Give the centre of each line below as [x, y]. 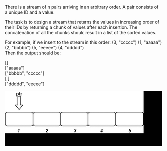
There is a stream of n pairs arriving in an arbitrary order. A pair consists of [82, 7]
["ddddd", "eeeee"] [25, 84]
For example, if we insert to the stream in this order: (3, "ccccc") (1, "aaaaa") [83, 42]
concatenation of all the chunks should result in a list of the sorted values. [81, 33]
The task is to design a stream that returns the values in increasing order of [82, 22]
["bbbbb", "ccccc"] [25, 73]
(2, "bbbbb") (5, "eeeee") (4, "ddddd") [44, 48]
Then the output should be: [33, 53]
